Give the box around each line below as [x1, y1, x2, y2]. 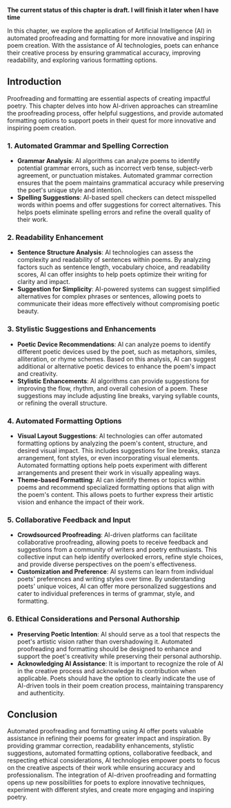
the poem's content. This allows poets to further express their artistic [17, 491, 214, 498]
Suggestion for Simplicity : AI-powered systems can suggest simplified [17, 285, 221, 293]
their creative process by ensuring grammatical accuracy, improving [7, 48, 201, 57]
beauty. [17, 307, 39, 315]
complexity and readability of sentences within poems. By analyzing [17, 256, 211, 264]
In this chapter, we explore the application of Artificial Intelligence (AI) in [7, 27, 212, 35]
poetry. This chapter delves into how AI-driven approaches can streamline [7, 102, 219, 110]
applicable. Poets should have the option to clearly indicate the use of [17, 674, 216, 682]
